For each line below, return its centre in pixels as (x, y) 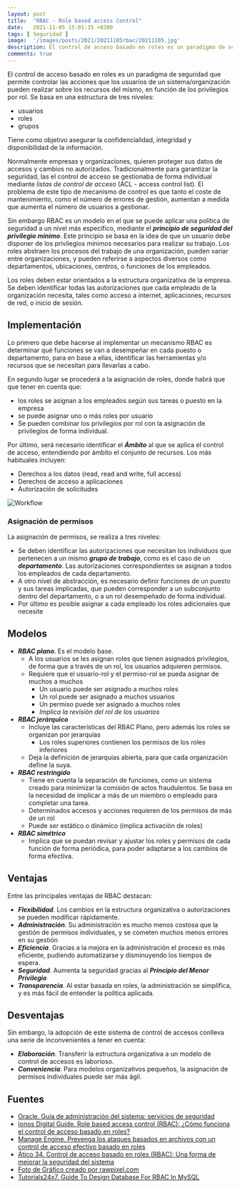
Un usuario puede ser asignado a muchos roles (109, 689)
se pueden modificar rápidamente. (69, 917)
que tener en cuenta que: (45, 386)
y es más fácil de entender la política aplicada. (86, 993)
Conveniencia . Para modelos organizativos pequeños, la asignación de (123, 1069)
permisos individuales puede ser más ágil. (80, 1077)
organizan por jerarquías (65, 734)
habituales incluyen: (37, 460)
